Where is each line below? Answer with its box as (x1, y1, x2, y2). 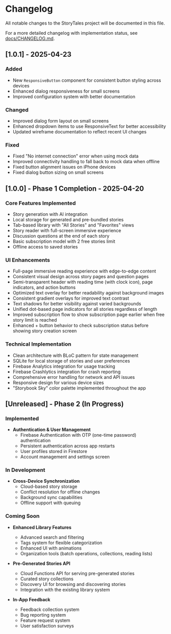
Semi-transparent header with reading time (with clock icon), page (12, 279, 153, 285)
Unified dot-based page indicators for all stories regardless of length (12, 306, 157, 312)
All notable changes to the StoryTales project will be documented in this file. (5, 20, 165, 26)
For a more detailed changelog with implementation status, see (5, 30, 138, 36)
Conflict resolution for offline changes (20, 489, 101, 495)
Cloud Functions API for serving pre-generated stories (20, 570, 135, 576)
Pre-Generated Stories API (12, 560, 70, 567)
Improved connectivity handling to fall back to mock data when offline (12, 158, 160, 165)
